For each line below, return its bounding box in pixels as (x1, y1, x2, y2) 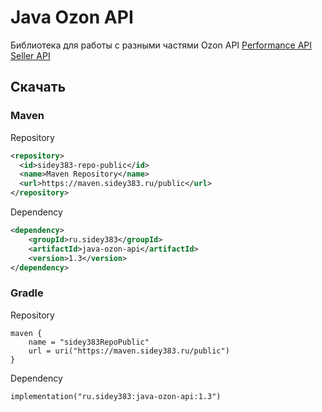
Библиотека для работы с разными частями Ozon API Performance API (10, 39, 313, 51)
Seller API (10, 49, 51, 61)
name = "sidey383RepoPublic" (28, 337, 150, 347)
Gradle (10, 286, 44, 300)
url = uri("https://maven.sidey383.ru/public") (28, 346, 230, 356)
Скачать (10, 79, 67, 96)
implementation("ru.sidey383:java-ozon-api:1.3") (10, 391, 222, 401)
